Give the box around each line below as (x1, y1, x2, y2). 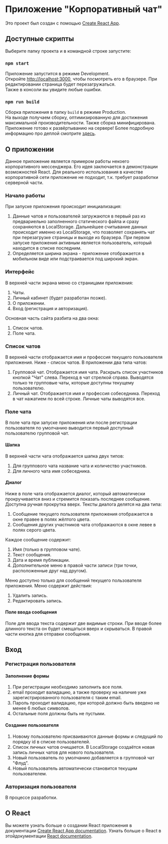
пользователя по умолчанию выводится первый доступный (5, 425, 134, 431)
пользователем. (12, 770, 47, 776)
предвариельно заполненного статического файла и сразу (12, 219, 139, 225)
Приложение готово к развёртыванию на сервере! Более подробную (5, 125, 154, 131)
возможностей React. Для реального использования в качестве (5, 169, 143, 175)
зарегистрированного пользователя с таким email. (12, 695, 122, 701)
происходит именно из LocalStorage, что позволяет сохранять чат (12, 229, 155, 235)
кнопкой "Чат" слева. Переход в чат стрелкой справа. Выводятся (12, 374, 154, 380)
